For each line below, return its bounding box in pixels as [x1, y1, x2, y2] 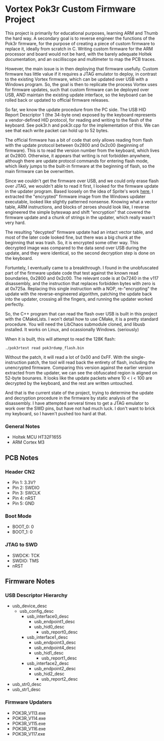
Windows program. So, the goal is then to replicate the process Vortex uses [5, 81, 158, 87]
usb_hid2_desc [34, 671, 65, 677]
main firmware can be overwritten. [5, 168, 75, 174]
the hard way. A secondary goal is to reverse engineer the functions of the [5, 35, 155, 41]
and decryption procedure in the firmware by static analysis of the [5, 395, 139, 401]
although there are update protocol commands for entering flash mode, [5, 158, 149, 164]
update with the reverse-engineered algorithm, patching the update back [5, 291, 152, 297]
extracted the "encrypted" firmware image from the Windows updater [5, 193, 146, 199]
